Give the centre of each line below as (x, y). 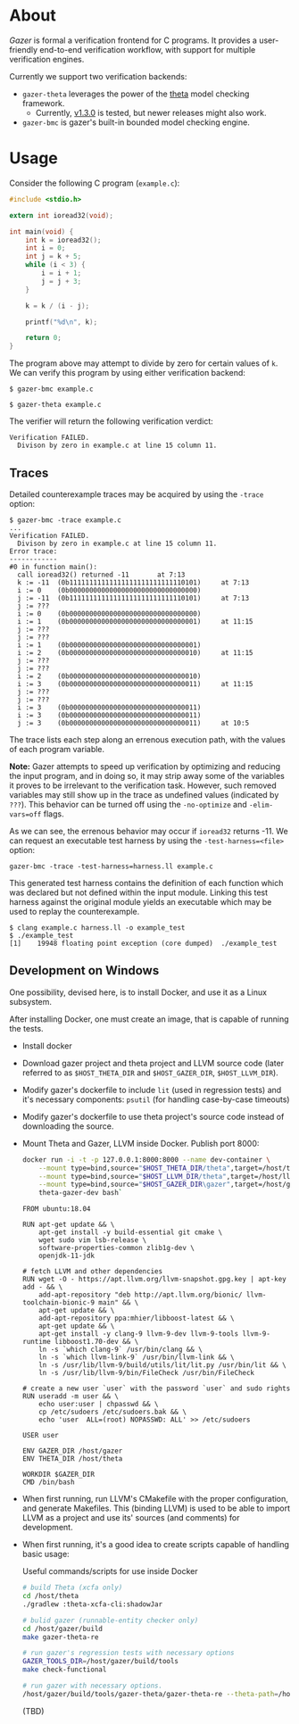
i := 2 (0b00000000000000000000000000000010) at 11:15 (135, 652)
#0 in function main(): (54, 567)
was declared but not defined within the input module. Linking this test (139, 892)
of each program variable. (57, 749)
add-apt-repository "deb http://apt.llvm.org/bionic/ (141, 1295)
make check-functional (64, 1670)
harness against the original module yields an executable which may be (141, 901)
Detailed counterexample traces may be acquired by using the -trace (137, 494)
